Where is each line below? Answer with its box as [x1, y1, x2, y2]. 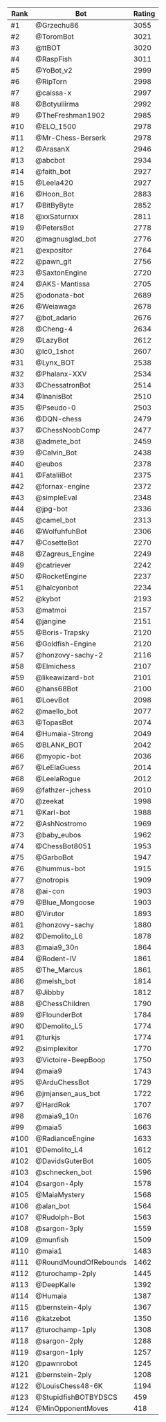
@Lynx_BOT [35, 358, 75, 367]
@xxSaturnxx [35, 212, 80, 221]
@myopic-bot [35, 751, 82, 760]
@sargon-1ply [35, 1347, 84, 1357]
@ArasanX [35, 145, 71, 154]
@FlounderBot [35, 1010, 83, 1019]
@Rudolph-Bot [35, 1212, 85, 1222]
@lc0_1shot [35, 347, 75, 356]
